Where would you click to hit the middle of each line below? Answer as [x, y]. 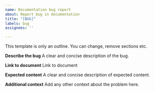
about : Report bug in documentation [42, 14]
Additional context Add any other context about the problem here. [72, 85]
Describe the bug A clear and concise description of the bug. [67, 56]
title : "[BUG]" [21, 19]
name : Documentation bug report [38, 10]
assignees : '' [20, 28]
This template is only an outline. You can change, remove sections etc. [76, 46]
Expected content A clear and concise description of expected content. [77, 75]
